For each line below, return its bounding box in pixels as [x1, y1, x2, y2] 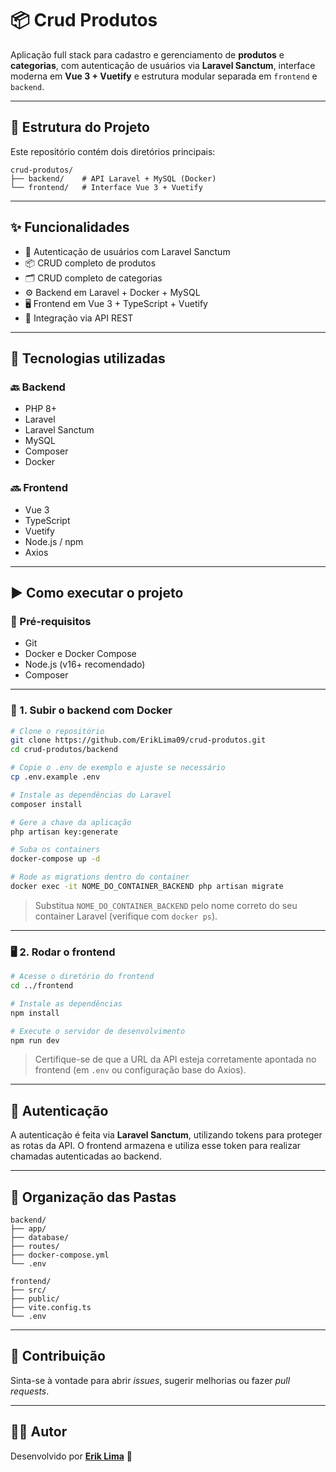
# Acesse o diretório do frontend [10, 972, 155, 982]
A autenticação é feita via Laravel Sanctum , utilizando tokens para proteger [10, 1129, 323, 1141]
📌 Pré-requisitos [10, 614, 92, 628]
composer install [10, 799, 83, 809]
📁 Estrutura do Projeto [10, 119, 150, 136]
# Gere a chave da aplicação [10, 817, 132, 827]
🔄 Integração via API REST [24, 312, 134, 324]
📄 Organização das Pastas [10, 1188, 177, 1206]
